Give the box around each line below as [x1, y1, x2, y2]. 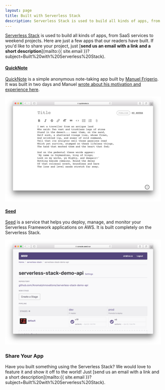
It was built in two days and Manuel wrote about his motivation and [5, 81, 141, 87]
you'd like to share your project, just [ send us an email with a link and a [5, 43, 151, 49]
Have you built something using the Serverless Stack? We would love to [5, 364, 151, 370]
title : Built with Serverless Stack [5, 13, 81, 18]
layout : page [5, 8, 32, 13]
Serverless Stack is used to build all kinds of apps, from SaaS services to [5, 33, 154, 39]
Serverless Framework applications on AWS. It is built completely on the [5, 224, 152, 230]
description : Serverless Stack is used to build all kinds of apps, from [5, 18, 161, 23]
